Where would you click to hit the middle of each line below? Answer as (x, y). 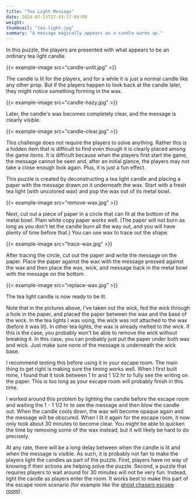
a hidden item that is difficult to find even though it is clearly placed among (96, 149)
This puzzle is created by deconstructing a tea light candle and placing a (93, 179)
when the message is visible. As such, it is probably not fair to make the (92, 454)
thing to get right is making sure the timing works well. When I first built (92, 369)
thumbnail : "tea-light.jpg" (40, 28)
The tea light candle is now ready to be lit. (56, 296)
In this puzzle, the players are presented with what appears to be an (88, 50)
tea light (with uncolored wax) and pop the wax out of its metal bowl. (88, 191)
